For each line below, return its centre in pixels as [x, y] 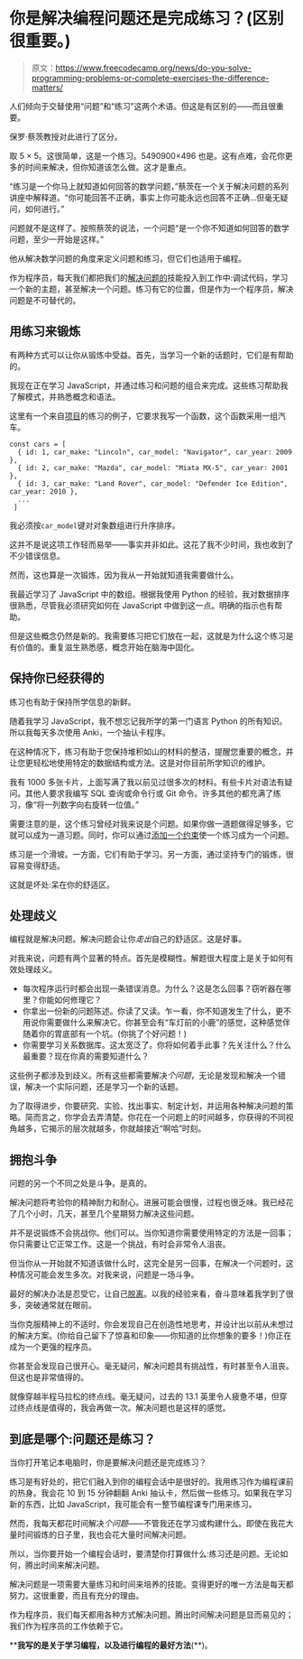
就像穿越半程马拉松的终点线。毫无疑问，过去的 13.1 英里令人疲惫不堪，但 [144, 1396]
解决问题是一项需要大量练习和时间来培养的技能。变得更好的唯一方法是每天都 [151, 1584]
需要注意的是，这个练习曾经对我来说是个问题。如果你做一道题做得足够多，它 [151, 823]
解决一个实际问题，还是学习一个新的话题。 [104, 1087]
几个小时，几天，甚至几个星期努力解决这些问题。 [108, 1214]
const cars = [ [38, 444]
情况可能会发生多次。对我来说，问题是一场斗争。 [108, 1274]
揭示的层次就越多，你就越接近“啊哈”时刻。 [127, 1128]
